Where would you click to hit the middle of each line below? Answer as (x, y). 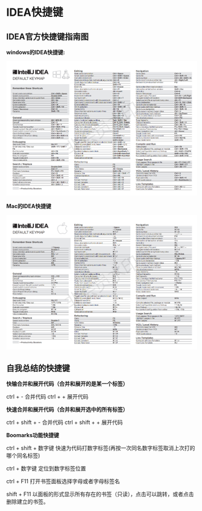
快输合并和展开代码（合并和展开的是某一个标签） (67, 384)
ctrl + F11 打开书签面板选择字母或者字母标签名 (63, 481)
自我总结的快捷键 (38, 368)
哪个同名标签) (23, 456)
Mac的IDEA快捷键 (29, 206)
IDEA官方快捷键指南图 (47, 37)
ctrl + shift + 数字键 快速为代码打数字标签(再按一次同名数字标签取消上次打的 (101, 448)
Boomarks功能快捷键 (33, 435)
